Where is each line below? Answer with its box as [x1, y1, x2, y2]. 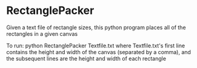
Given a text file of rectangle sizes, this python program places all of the [6, 24, 186, 31]
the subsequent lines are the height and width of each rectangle [6, 55, 167, 62]
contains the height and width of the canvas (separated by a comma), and [6, 48, 191, 55]
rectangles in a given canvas [6, 30, 78, 37]
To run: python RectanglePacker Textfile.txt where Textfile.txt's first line [6, 42, 185, 49]
